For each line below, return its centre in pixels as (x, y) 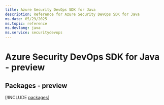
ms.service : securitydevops (34, 33)
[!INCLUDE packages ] (27, 97)
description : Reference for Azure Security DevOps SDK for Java (72, 14)
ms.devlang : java (23, 28)
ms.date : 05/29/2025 (26, 19)
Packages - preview (36, 86)
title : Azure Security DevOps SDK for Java (50, 10)
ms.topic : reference (26, 23)
